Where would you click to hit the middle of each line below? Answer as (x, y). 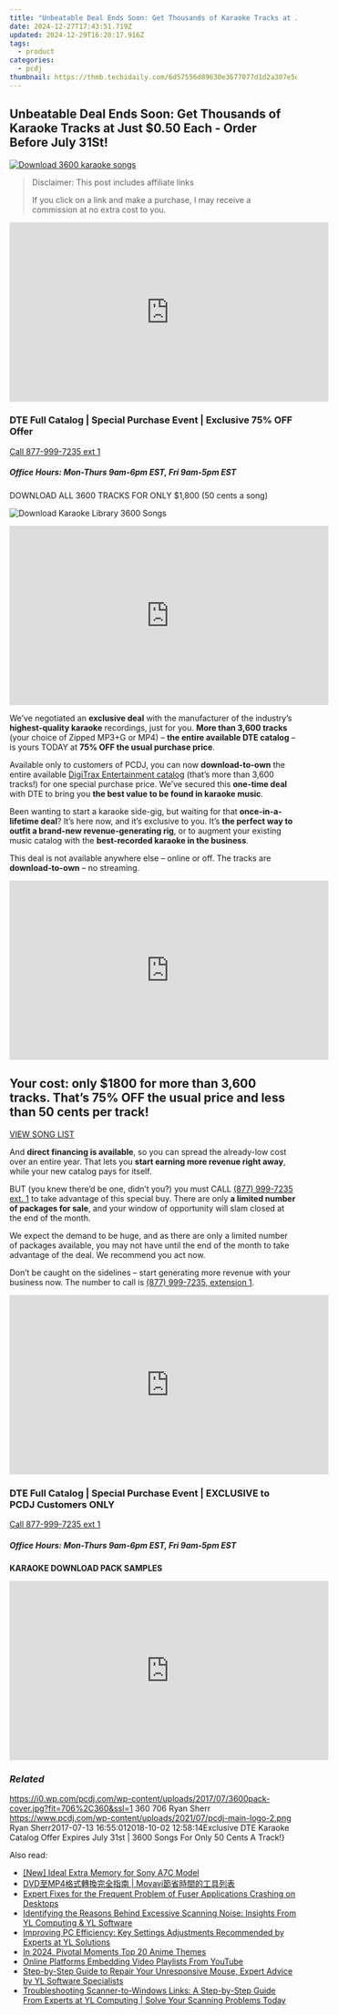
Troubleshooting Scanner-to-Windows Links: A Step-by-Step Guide (149, 1990)
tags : (20, 43)
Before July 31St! (59, 143)
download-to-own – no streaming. (75, 867)
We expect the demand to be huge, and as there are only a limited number (149, 1235)
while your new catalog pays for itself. (81, 1171)
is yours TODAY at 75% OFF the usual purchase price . (113, 747)
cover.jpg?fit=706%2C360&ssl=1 (72, 1808)
